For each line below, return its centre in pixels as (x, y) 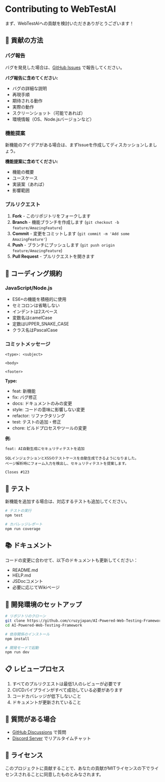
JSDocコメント (27, 581)
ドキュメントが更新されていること (47, 702)
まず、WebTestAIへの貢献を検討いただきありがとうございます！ (69, 23)
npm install (17, 639)
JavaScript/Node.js (29, 288)
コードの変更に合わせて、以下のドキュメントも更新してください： (72, 560)
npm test (14, 515)
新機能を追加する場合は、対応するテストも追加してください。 (68, 501)
